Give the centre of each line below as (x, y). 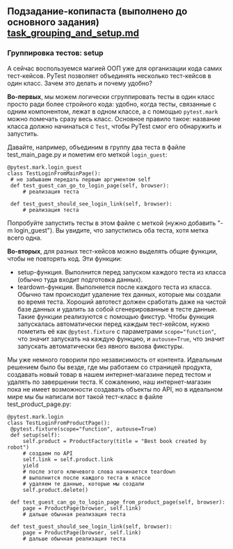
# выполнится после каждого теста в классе (87, 478)
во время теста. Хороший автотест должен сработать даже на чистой (122, 302)
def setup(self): (35, 435)
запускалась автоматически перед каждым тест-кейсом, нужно (113, 324)
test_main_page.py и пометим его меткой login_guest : (87, 154)
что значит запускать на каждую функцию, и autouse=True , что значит (121, 339)
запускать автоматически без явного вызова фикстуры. (101, 346)
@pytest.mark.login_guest (45, 167)
